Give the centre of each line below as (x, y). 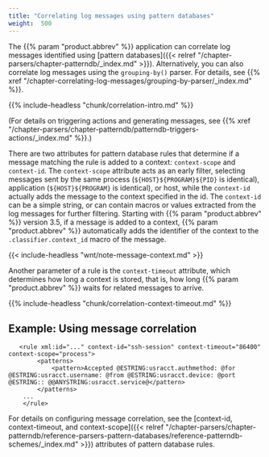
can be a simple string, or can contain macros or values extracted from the (132, 205)
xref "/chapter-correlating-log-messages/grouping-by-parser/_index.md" (130, 81)
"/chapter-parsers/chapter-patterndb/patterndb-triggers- (104, 129)
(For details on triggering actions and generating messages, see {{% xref (130, 120)
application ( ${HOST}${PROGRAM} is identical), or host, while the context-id (130, 187)
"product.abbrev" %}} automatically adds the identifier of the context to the (134, 230)
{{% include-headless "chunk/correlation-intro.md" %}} (101, 105)
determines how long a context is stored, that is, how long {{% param (124, 279)
